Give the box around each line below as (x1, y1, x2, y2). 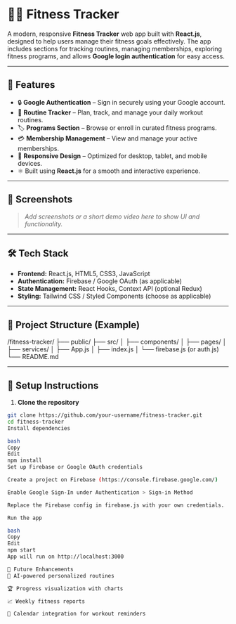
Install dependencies (7, 424, 71, 431)
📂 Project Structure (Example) (7, 319, 140, 331)
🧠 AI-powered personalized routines (7, 572, 114, 579)
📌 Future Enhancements (7, 566, 74, 573)
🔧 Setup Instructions (7, 379, 99, 391)
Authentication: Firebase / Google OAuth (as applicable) (17, 277, 183, 285)
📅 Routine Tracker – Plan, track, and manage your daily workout (17, 108, 204, 117)
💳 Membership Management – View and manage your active (17, 134, 198, 143)
